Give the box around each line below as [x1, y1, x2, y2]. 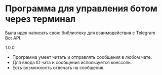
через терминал [5, 13, 76, 25]
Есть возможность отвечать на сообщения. [12, 65, 105, 71]
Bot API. [5, 35, 22, 41]
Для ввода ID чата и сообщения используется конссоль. [12, 59, 132, 65]
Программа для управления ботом [5, 3, 158, 14]
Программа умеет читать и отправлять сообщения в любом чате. [12, 54, 152, 60]
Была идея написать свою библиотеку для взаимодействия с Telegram [5, 30, 156, 36]
